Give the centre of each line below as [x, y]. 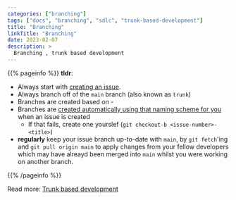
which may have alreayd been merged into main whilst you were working [122, 154]
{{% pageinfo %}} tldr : [40, 73]
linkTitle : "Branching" [42, 33]
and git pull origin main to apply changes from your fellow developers [123, 146]
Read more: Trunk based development [63, 189]
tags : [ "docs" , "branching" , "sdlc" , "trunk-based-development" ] [105, 20]
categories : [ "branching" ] [47, 14]
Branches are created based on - [66, 101]
